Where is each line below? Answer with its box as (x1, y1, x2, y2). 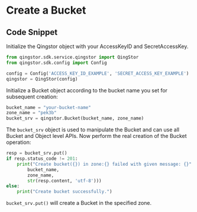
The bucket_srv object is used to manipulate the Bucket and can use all (6, 126, 179, 133)
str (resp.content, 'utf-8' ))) (27, 178, 102, 184)
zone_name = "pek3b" (6, 110, 57, 116)
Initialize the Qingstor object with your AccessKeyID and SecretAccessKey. (6, 43, 189, 50)
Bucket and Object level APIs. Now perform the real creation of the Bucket (6, 133, 187, 140)
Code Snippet (6, 27, 58, 37)
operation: (6, 139, 31, 146)
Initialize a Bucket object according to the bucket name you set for (6, 86, 167, 94)
